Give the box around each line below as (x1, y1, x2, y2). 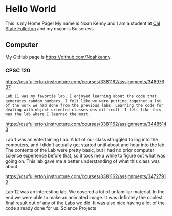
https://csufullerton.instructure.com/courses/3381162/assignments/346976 (5, 78, 165, 85)
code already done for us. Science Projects (5, 205, 96, 211)
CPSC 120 (5, 67, 31, 74)
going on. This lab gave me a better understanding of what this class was (5, 158, 160, 164)
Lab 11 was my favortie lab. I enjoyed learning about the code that (5, 94, 157, 99)
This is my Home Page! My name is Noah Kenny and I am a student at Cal (5, 20, 160, 26)
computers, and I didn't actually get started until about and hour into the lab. (5, 142, 166, 148)
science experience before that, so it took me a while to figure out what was (5, 152, 165, 159)
